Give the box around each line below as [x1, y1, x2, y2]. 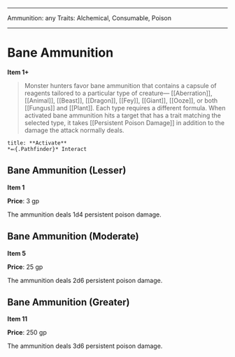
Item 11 [7, 315, 28, 323]
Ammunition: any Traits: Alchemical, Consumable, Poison [7, 14, 172, 22]
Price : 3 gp [7, 196, 40, 205]
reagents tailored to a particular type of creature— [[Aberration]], [24, 89, 213, 97]
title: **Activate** [7, 139, 68, 147]
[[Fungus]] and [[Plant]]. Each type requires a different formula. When [24, 103, 226, 112]
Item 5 [7, 249, 27, 257]
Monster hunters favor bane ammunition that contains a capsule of [24, 81, 217, 89]
